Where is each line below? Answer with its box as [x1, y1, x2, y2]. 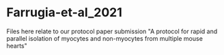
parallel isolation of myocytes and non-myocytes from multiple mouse [6, 34, 203, 42]
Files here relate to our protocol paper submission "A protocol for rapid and [6, 27, 218, 35]
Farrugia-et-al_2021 [6, 5, 122, 20]
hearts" [6, 41, 28, 50]
